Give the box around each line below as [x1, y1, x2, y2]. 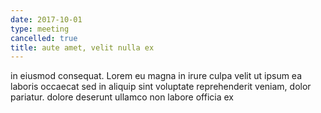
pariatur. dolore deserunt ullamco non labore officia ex [10, 91, 234, 103]
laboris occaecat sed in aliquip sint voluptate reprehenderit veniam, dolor [10, 81, 312, 93]
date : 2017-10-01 [10, 14, 83, 25]
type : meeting [10, 24, 70, 34]
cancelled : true [10, 33, 78, 43]
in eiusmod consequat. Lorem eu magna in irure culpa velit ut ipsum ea [10, 70, 303, 82]
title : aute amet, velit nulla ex [10, 42, 155, 53]
